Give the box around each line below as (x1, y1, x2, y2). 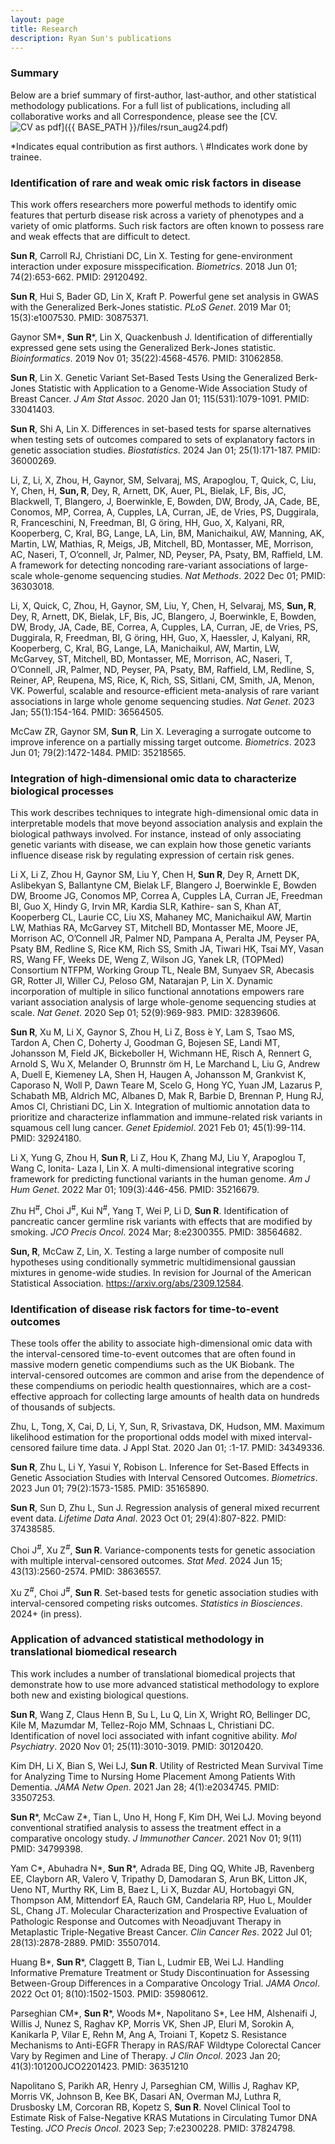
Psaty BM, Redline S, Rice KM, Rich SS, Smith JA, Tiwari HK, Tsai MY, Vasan (10, 943, 324, 955)
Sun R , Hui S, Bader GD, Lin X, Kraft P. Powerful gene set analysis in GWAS (10, 290, 320, 302)
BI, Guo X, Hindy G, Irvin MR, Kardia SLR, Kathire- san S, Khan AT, (10, 901, 282, 913)
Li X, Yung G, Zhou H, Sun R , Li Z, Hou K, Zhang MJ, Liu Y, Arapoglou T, (10, 1152, 307, 1164)
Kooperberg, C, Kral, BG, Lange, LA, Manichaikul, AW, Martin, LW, (10, 642, 281, 654)
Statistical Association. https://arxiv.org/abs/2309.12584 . (10, 1277, 244, 1289)
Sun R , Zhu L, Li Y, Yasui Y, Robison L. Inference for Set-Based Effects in (10, 1461, 310, 1473)
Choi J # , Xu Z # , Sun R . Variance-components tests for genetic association (10, 1542, 316, 1556)
